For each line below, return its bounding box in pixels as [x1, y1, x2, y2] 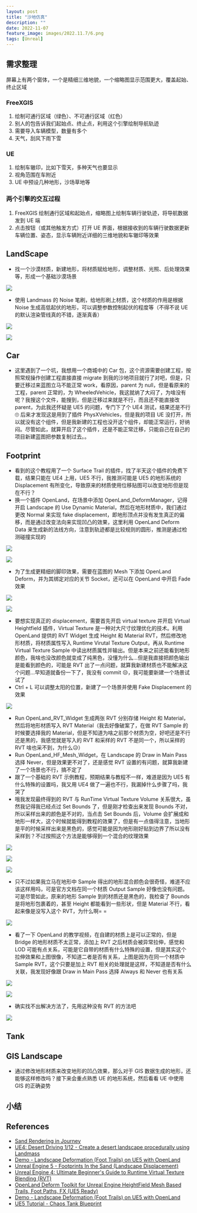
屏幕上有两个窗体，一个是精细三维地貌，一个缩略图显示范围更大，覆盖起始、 [6, 76, 192, 83]
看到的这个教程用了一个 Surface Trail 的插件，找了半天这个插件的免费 [14, 467, 183, 474]
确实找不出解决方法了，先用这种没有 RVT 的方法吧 [14, 1003, 136, 1010]
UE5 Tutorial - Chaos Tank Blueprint [14, 1200, 102, 1207]
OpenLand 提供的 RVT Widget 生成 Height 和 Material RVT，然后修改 [14, 632, 182, 640]
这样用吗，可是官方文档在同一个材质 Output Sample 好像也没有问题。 [19, 885, 188, 893]
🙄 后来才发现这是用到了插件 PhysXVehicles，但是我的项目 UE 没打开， [14, 411, 186, 418]
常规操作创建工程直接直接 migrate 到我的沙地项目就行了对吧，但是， [19, 374, 186, 381]
